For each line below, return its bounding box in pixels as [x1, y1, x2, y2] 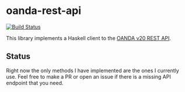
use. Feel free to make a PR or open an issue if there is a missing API [6, 73, 171, 80]
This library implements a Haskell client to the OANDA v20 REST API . [6, 34, 171, 41]
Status [6, 51, 31, 62]
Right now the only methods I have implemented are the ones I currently [6, 67, 179, 74]
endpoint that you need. [6, 79, 64, 86]
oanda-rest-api [6, 4, 82, 17]
